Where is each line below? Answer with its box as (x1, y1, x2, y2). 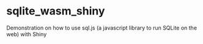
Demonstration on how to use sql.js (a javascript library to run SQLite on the (6, 24, 197, 31)
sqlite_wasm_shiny (6, 4, 105, 18)
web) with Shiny (6, 30, 47, 37)
